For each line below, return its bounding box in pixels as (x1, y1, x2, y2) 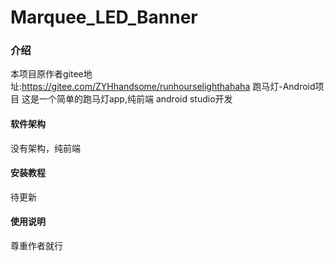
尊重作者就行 (10, 240, 63, 252)
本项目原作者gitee (10, 68, 84, 80)
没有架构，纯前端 (10, 142, 81, 154)
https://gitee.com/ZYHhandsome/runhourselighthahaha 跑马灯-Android (21, 81, 316, 93)
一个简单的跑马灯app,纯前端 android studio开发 (38, 93, 233, 105)
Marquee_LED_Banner (10, 6, 198, 29)
